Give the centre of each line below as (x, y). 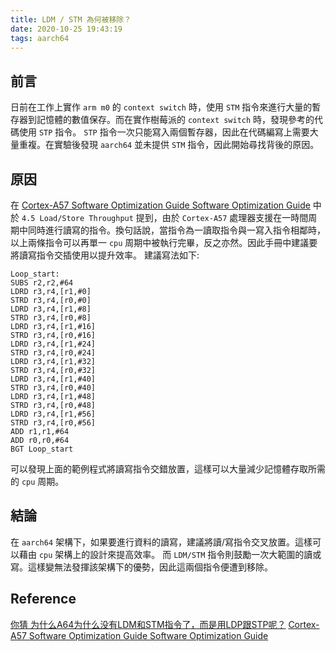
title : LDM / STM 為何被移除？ (71, 19)
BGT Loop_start (42, 449)
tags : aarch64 (40, 38)
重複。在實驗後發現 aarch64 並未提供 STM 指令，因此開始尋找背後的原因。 (169, 145)
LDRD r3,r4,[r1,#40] (53, 379)
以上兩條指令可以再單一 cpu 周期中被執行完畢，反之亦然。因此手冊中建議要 (164, 242)
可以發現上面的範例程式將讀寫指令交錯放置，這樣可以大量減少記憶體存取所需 (168, 469)
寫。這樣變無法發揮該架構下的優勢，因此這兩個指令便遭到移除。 (141, 567)
